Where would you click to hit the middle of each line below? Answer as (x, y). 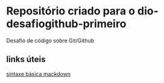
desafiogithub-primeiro (66, 24)
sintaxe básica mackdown (39, 74)
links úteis (26, 59)
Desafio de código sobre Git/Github (50, 40)
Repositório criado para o (71, 11)
